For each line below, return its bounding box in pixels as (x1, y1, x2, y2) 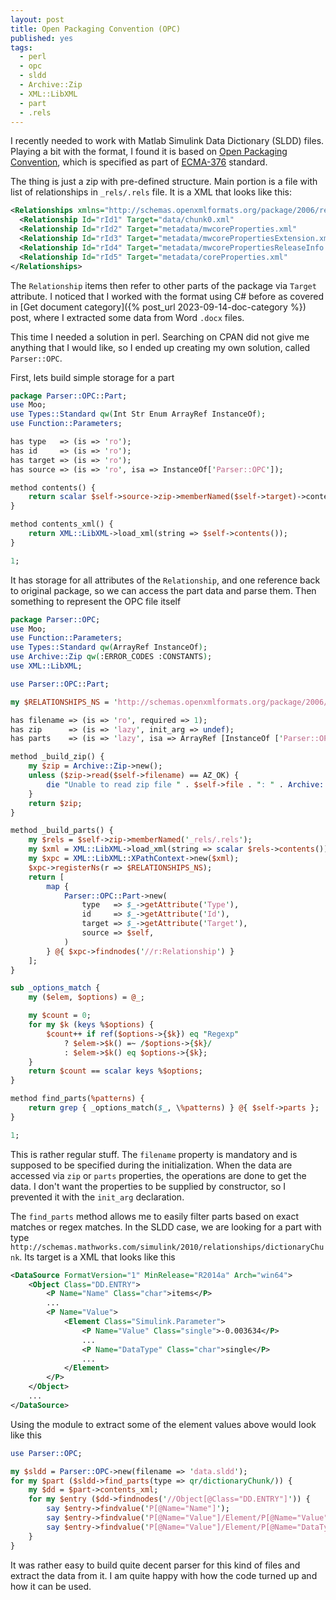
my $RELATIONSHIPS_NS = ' (10, 697, 118, 707)
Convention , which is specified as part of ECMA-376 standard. (10, 156, 268, 168)
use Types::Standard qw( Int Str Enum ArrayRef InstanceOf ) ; (10, 409, 267, 420)
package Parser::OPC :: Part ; (10, 391, 128, 401)
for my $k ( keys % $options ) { (28, 1020, 155, 1030)
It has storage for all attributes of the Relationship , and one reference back (10, 574, 321, 586)
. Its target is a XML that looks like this (19, 1251, 176, 1263)
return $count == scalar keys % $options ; (28, 1066, 203, 1076)
